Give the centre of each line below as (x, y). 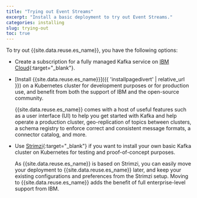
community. (29, 98)
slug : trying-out (27, 28)
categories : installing (35, 22)
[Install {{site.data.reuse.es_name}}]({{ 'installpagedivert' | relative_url (99, 80)
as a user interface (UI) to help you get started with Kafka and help (96, 116)
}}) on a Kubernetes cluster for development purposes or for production (102, 85)
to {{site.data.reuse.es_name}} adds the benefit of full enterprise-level (100, 183)
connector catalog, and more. (51, 135)
